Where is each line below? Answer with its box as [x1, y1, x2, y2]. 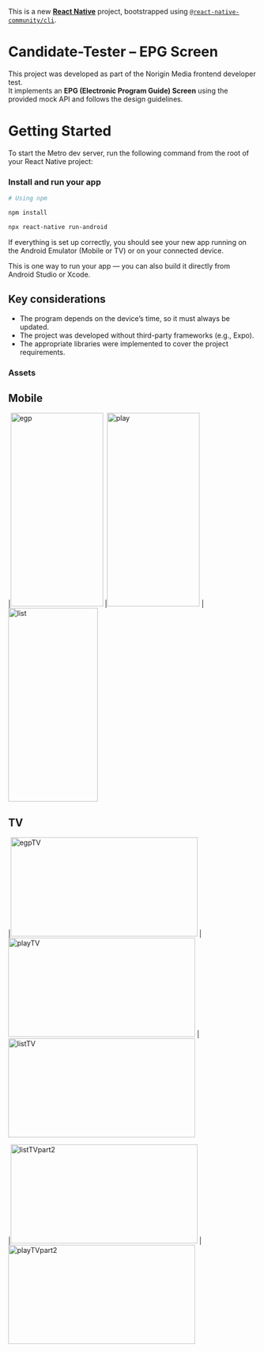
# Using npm [8, 194, 47, 203]
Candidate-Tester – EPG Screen [8, 43, 219, 61]
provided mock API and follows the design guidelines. [8, 94, 183, 104]
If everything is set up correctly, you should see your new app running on [8, 237, 247, 246]
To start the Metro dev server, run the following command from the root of [8, 148, 250, 158]
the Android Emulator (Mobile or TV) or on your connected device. [8, 246, 224, 255]
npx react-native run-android [8, 223, 108, 231]
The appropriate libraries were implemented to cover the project [19, 338, 229, 348]
